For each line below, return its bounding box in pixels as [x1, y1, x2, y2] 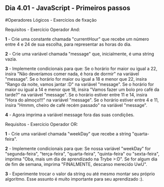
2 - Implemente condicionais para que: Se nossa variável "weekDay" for [5, 145, 151, 152]
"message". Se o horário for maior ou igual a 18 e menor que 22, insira [5, 76, 147, 82]
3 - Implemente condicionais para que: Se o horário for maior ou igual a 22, [5, 65, 158, 71]
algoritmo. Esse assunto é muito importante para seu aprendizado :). [5, 176, 144, 182]
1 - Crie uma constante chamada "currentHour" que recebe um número [5, 36, 149, 42]
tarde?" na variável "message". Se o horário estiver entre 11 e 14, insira [5, 92, 147, 97]
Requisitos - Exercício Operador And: [5, 27, 80, 32]
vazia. [5, 56, 17, 62]
